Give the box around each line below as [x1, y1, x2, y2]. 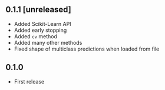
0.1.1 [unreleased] [5, 5, 71, 15]
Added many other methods [14, 39, 82, 46]
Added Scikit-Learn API [14, 20, 71, 27]
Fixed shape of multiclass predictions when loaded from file [14, 45, 160, 52]
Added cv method [14, 32, 57, 40]
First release [14, 78, 45, 85]
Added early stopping [14, 26, 67, 34]
